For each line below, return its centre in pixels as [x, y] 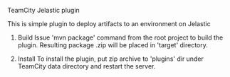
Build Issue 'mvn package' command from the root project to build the [120, 37]
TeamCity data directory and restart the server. [87, 66]
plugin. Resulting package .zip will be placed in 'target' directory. [113, 45]
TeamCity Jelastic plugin [43, 10]
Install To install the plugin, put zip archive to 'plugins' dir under [111, 59]
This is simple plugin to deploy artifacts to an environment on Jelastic [109, 24]
